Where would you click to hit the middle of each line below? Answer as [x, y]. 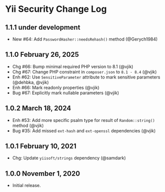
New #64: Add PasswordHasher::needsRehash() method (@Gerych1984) [85, 39]
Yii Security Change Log [56, 9]
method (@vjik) [28, 125]
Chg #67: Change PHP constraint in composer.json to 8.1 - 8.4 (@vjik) [84, 72]
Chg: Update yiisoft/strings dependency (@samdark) [69, 158]
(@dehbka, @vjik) [30, 82]
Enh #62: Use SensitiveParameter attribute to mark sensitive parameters [86, 77]
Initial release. [27, 186]
